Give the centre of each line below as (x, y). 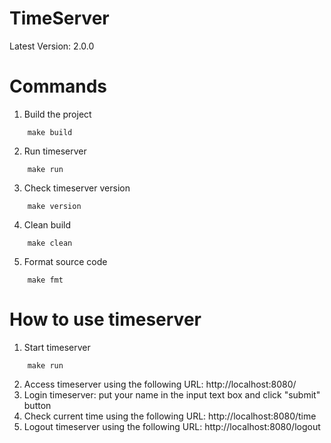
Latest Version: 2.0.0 (52, 46)
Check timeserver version (77, 188)
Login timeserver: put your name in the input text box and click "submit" (172, 394)
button (37, 405)
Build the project (57, 114)
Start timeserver (57, 347)
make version (54, 206)
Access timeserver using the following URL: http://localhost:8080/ (160, 384)
